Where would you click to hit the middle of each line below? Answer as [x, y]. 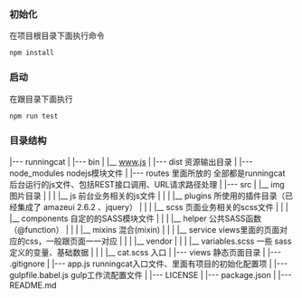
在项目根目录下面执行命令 [57, 36]
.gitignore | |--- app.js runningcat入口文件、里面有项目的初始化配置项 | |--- [149, 264]
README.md [33, 285]
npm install [32, 53]
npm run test [34, 116]
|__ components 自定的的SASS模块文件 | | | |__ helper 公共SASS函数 [136, 218]
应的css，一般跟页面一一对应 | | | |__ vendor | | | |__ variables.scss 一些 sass [151, 241]
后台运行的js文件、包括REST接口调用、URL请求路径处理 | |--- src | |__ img [147, 184]
